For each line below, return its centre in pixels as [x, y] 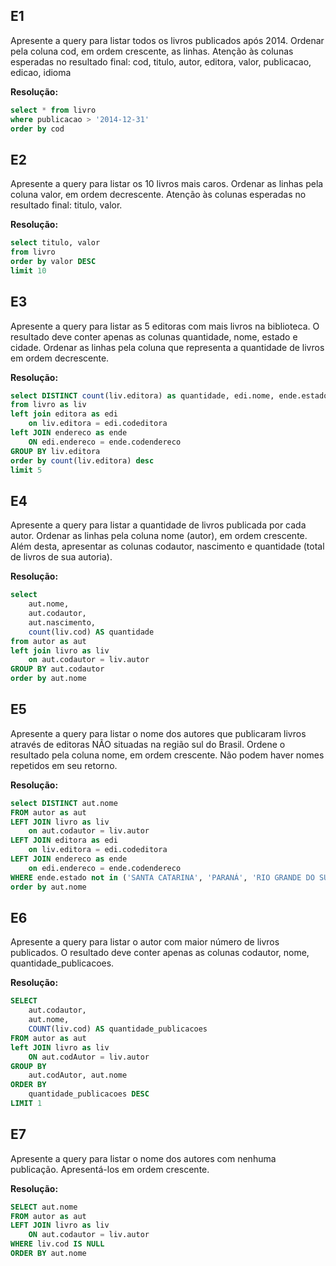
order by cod [37, 129]
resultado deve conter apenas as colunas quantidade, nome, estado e [154, 336]
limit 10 [28, 270]
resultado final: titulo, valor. [66, 205]
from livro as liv [48, 405]
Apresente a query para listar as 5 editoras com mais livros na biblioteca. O [165, 326]
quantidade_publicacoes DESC [89, 1094]
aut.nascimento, [62, 622]
